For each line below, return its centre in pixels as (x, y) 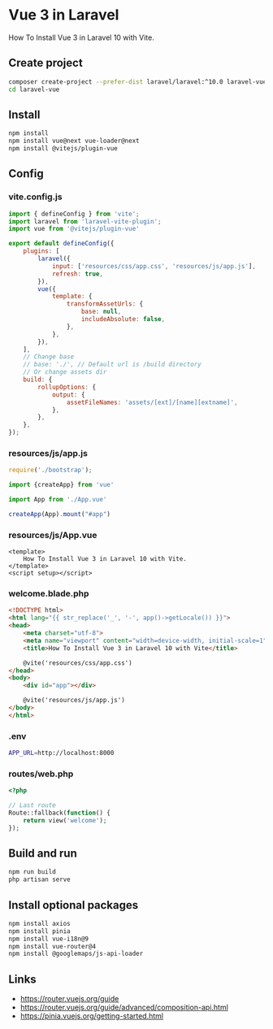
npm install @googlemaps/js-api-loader (76, 954)
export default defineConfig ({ (61, 244)
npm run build (32, 872)
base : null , (101, 312)
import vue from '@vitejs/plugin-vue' (74, 229)
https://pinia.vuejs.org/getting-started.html (92, 1016)
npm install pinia (39, 931)
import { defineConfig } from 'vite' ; (74, 214)
